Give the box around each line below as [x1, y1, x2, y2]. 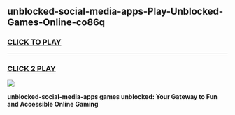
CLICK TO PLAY [7, 38, 62, 47]
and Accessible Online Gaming [7, 100, 99, 108]
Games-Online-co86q [7, 17, 106, 29]
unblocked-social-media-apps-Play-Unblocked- [7, 6, 224, 17]
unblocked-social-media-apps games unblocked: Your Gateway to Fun [7, 92, 218, 100]
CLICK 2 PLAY [7, 63, 56, 73]
